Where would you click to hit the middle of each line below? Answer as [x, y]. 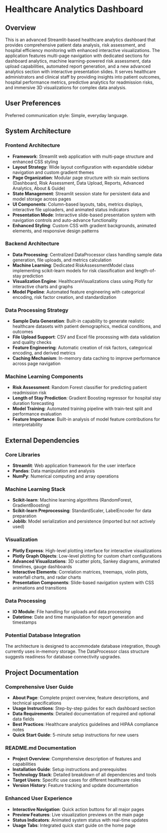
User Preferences [33, 103]
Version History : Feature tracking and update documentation [75, 785]
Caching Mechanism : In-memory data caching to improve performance [86, 358]
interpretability [27, 425]
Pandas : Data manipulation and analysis [54, 471]
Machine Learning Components [44, 376]
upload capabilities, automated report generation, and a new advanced [78, 66]
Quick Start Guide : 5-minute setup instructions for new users [75, 735]
